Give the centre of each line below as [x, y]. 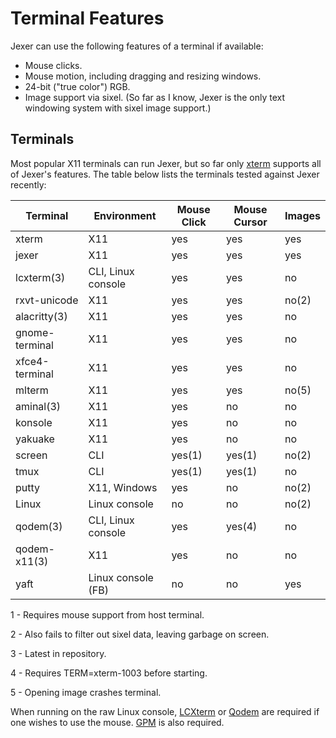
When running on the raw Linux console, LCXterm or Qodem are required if [165, 711]
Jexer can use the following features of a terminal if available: [137, 46]
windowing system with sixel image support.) [118, 108]
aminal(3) [38, 406]
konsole [34, 422]
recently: [28, 184]
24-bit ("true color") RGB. [77, 86]
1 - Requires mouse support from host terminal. [107, 614]
